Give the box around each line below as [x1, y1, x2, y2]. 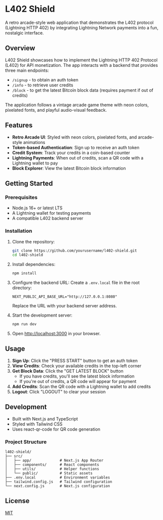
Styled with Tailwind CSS [12, 421, 62, 427]
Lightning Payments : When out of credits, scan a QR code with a [12, 155, 144, 160]
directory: [12, 285, 32, 291]
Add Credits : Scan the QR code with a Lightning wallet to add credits [12, 383, 151, 389]
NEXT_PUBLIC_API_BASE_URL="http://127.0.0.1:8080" [12, 294, 118, 300]
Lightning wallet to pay [12, 160, 58, 166]
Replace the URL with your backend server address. [12, 303, 117, 309]
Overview [5, 44, 36, 52]
